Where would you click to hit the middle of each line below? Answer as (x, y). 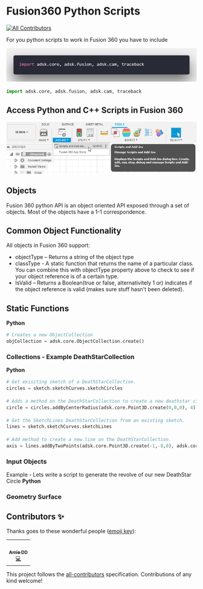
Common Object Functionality (64, 231)
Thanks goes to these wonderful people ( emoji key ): (71, 531)
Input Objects (27, 461)
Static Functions (38, 308)
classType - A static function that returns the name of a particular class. (104, 264)
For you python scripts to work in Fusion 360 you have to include (87, 39)
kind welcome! (24, 581)
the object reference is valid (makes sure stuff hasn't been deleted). (99, 289)
